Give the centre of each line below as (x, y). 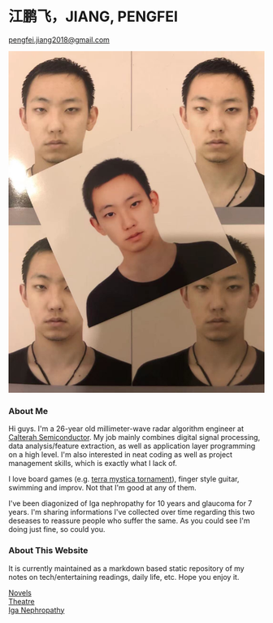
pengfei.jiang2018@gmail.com (59, 39)
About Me (28, 411)
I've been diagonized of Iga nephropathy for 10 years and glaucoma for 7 (130, 503)
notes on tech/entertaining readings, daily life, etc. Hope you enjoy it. (124, 577)
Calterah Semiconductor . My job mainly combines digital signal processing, (134, 438)
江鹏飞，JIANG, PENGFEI (93, 17)
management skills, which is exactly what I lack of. (93, 464)
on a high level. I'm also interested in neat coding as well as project (121, 455)
